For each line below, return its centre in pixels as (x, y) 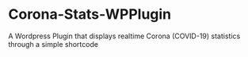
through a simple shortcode (53, 44)
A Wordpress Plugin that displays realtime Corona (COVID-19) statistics (124, 36)
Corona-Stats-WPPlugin (90, 14)
